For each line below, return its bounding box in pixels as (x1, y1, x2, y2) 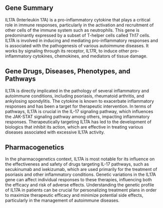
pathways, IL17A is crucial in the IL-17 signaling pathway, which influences (5, 108, 154, 114)
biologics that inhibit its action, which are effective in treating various (5, 124, 143, 130)
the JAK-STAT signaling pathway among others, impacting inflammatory (5, 113, 150, 119)
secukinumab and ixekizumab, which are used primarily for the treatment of (5, 167, 158, 172)
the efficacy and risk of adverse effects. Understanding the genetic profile (5, 182, 155, 188)
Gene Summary (5, 4, 54, 12)
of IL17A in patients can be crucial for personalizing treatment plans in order (5, 187, 157, 193)
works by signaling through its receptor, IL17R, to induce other (5, 48, 129, 54)
